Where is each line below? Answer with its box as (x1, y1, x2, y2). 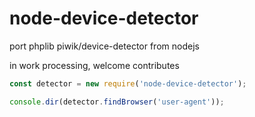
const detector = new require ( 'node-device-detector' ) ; (9, 78, 247, 89)
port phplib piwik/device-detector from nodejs (9, 40, 200, 52)
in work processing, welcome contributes (9, 59, 180, 71)
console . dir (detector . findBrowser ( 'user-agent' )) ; (9, 97, 225, 107)
